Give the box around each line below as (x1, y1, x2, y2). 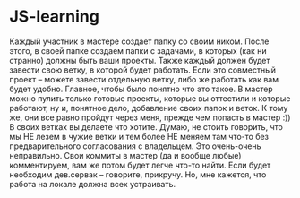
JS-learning (9, 6, 100, 27)
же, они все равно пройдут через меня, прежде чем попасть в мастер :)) (9, 112, 291, 123)
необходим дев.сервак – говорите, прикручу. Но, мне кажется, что (9, 168, 267, 180)
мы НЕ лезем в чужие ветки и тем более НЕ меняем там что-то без (9, 131, 270, 142)
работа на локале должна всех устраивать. (9, 178, 176, 189)
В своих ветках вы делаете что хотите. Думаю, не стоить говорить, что (9, 121, 284, 132)
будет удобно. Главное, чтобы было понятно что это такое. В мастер (9, 83, 273, 94)
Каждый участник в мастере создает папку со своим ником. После (9, 36, 270, 47)
